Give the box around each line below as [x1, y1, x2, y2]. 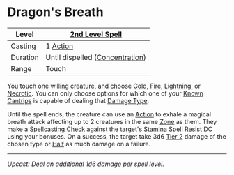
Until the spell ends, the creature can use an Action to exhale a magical [7, 109, 211, 119]
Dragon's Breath [7, 4, 104, 20]
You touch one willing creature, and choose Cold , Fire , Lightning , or [7, 82, 201, 90]
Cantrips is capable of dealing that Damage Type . [7, 96, 150, 105]
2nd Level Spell [69, 29, 123, 39]
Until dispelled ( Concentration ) [45, 52, 146, 62]
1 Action [45, 41, 74, 51]
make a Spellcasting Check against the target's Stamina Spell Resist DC [7, 125, 213, 133]
